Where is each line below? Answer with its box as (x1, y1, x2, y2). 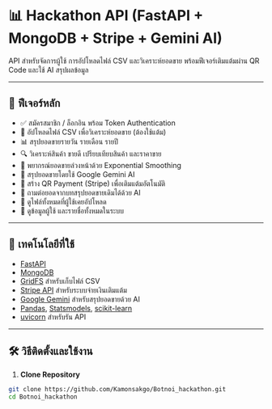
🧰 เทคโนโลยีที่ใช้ (8, 238, 75, 251)
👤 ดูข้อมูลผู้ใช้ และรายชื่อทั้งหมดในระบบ (19, 205, 124, 215)
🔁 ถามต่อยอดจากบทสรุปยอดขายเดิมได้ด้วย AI (19, 188, 141, 197)
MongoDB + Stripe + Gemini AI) (8, 29, 223, 48)
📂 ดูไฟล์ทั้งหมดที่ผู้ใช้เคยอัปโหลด (19, 196, 107, 206)
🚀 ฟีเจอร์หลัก (8, 96, 61, 110)
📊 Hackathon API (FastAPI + (8, 6, 204, 25)
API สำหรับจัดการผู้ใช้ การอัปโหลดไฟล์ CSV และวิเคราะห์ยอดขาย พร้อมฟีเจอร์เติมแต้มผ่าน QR (8, 56, 260, 65)
